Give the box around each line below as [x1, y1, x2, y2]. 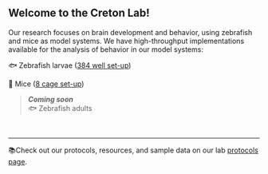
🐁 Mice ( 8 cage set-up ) [8, 79, 85, 89]
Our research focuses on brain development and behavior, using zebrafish [8, 27, 253, 37]
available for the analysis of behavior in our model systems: [8, 44, 203, 54]
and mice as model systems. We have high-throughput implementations [8, 36, 245, 45]
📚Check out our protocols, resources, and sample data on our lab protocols [8, 145, 259, 155]
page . [8, 156, 28, 166]
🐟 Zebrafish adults [27, 103, 93, 113]
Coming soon [27, 94, 73, 104]
